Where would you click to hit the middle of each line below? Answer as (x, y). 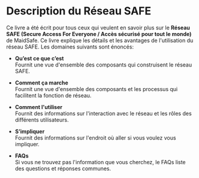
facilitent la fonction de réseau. (53, 95)
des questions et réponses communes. (63, 168)
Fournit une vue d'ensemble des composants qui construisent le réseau (103, 65)
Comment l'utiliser (39, 107)
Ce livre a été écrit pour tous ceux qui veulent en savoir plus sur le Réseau (98, 28)
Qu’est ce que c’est (39, 58)
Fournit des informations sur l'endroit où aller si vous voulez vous (95, 138)
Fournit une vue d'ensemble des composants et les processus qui (96, 89)
